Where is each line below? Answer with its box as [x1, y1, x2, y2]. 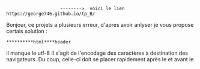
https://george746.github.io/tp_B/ [6, 11, 95, 17]
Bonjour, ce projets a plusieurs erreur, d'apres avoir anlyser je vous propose [6, 21, 194, 28]
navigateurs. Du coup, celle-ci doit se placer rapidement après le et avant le [6, 56, 194, 62]
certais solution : [6, 27, 47, 34]
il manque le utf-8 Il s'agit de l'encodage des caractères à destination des [6, 49, 188, 57]
